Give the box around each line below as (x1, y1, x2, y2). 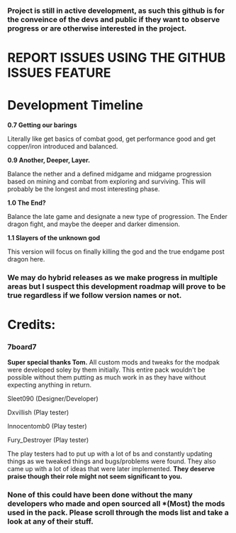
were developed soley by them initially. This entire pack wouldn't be (7, 365, 206, 375)
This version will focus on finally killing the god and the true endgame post (7, 247, 225, 256)
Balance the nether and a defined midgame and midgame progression (7, 170, 212, 178)
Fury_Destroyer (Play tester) (7, 436, 89, 444)
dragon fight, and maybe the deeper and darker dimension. (7, 220, 181, 229)
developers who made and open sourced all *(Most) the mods (7, 499, 225, 509)
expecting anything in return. (7, 381, 92, 389)
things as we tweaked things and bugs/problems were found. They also (7, 457, 216, 465)
